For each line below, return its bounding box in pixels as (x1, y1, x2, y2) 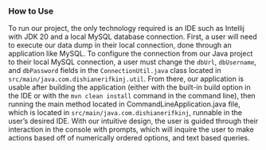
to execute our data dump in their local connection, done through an (8, 40, 233, 50)
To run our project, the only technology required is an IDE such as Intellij (8, 24, 245, 33)
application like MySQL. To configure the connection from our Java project (8, 49, 253, 59)
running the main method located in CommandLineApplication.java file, (8, 99, 241, 109)
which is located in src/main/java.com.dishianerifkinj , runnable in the (8, 108, 243, 117)
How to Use (8, 6, 54, 17)
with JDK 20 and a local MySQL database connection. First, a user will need (8, 32, 257, 41)
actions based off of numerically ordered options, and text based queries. (8, 133, 250, 143)
